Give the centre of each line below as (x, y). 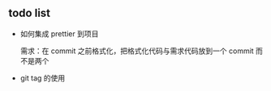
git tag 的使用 (43, 78)
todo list (30, 13)
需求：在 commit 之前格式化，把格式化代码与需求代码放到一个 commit (137, 51)
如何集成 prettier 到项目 (59, 33)
